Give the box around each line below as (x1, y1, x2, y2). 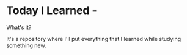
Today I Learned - (6, 4, 98, 18)
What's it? (6, 24, 32, 31)
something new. (6, 42, 46, 49)
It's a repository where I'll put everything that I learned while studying (6, 35, 182, 42)
